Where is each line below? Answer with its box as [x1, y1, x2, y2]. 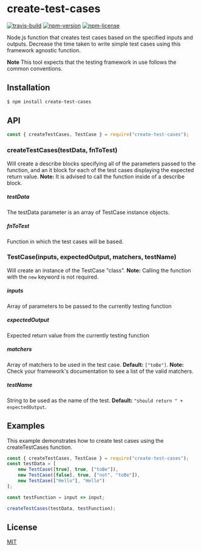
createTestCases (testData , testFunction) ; [7, 505, 116, 511]
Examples [7, 421, 45, 431]
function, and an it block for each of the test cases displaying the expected [7, 166, 194, 173]
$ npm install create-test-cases [7, 99, 92, 105]
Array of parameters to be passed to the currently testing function [7, 302, 172, 310]
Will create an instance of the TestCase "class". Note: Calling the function [7, 266, 192, 274]
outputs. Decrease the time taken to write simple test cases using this [7, 40, 181, 47]
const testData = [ [7, 461, 56, 467]
